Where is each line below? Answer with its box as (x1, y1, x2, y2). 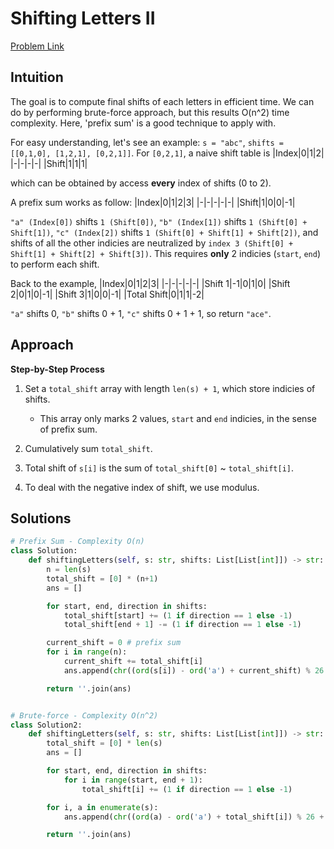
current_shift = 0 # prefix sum (46, 638, 182, 648)
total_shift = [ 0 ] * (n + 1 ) (46, 573, 159, 584)
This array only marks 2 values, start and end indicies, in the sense (39, 412, 317, 424)
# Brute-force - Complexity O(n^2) (10, 710, 159, 721)
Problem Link (10, 40, 65, 52)
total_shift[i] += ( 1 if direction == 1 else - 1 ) (81, 784, 293, 794)
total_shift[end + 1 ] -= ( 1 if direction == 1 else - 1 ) (63, 620, 302, 630)
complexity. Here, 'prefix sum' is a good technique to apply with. (10, 117, 277, 129)
